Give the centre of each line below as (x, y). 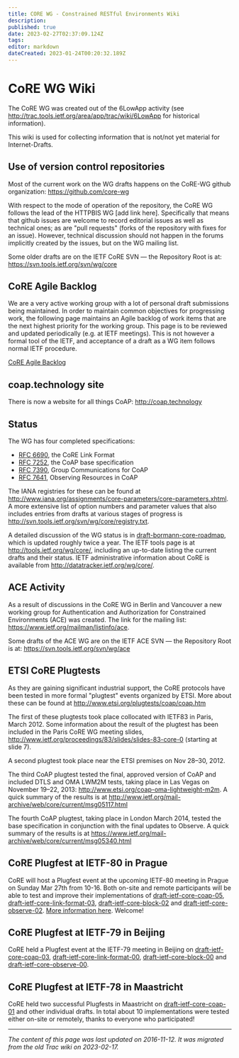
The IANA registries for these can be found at (74, 491)
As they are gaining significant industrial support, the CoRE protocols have (117, 688)
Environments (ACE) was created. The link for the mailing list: (98, 619)
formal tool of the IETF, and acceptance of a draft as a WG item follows (112, 341)
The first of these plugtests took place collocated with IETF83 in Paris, (111, 716)
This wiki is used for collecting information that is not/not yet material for (114, 137)
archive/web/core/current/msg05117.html (68, 804)
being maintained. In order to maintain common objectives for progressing (116, 311)
